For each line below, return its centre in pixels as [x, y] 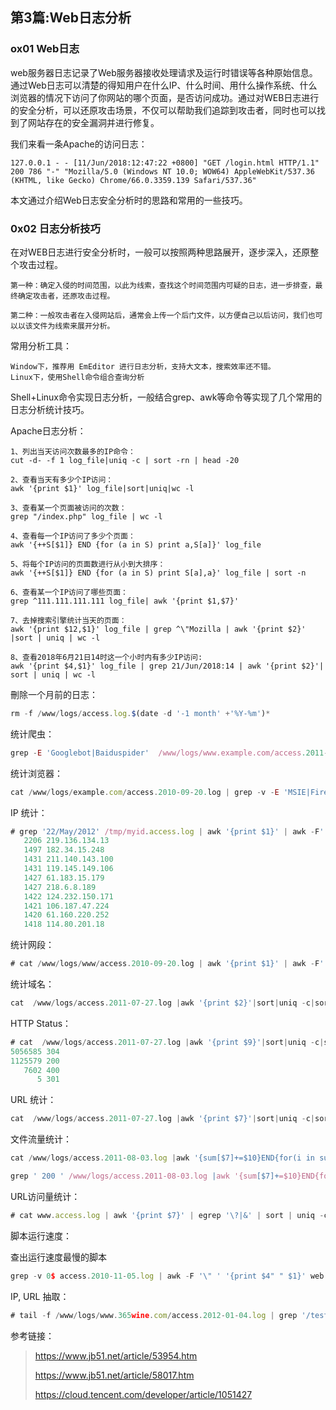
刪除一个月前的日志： [54, 694]
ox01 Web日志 [45, 49]
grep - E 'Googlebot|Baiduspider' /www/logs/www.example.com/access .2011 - [169, 753]
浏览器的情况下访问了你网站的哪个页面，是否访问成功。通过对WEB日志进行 [165, 97]
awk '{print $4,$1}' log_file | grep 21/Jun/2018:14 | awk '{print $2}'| [167, 666]
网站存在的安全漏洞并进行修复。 [93, 122]
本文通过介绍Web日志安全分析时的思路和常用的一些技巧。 [129, 200]
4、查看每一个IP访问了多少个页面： [73, 536]
